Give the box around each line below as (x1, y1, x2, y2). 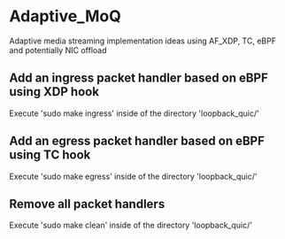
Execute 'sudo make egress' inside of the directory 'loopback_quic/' (9, 171, 258, 181)
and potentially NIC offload (9, 44, 108, 55)
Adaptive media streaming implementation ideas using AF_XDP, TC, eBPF (9, 35, 277, 46)
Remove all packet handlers (9, 197, 166, 212)
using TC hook (9, 148, 91, 163)
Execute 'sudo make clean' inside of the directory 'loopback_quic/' (9, 220, 252, 231)
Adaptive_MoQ (9, 6, 121, 27)
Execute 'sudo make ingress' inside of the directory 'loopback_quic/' (9, 108, 259, 119)
